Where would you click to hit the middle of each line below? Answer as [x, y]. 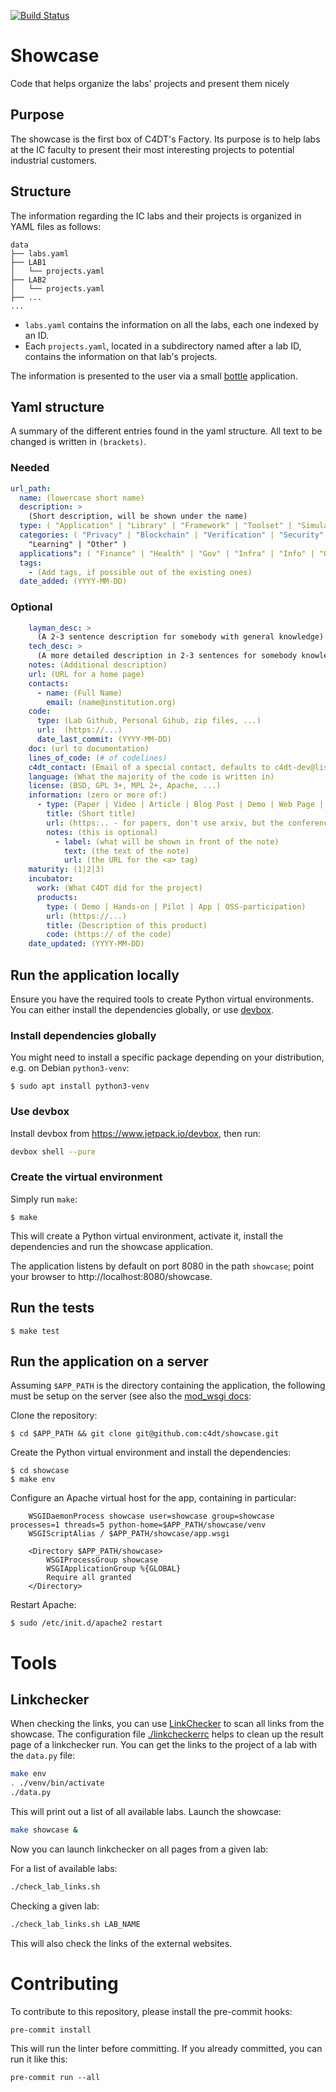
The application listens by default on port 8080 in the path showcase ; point [162, 1266]
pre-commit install [51, 2030]
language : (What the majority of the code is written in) [151, 776]
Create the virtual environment [86, 1177]
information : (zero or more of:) [98, 795]
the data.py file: [43, 1756]
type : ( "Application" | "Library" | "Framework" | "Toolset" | [156, 526]
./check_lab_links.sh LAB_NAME [75, 1924]
